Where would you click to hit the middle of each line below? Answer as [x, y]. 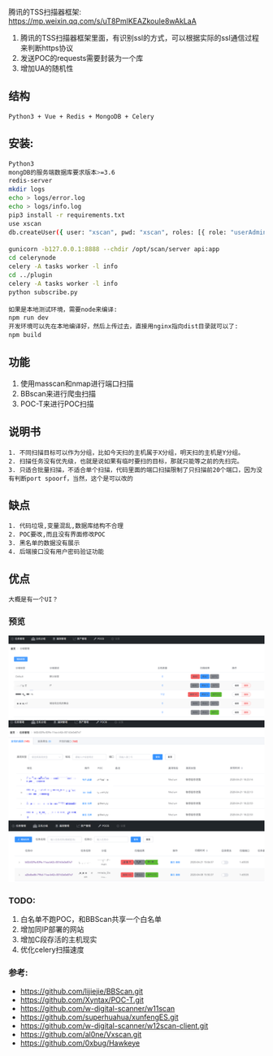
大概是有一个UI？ [33, 599]
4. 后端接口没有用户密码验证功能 [56, 552]
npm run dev [28, 318]
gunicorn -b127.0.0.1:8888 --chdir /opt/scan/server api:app [114, 249]
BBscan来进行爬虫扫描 [58, 393]
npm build [25, 335]
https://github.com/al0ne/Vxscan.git [81, 1034]
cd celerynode [32, 258]
